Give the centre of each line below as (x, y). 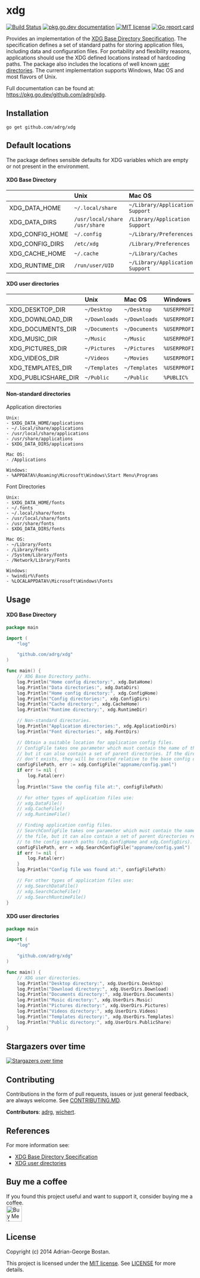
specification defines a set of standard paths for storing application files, (95, 45)
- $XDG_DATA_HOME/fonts (36, 503)
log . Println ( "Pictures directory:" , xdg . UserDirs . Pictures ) (93, 1006)
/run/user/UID (94, 265)
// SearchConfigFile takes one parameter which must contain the (100, 831)
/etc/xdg (87, 244)
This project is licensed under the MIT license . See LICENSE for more (91, 1263)
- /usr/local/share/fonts (38, 519)
